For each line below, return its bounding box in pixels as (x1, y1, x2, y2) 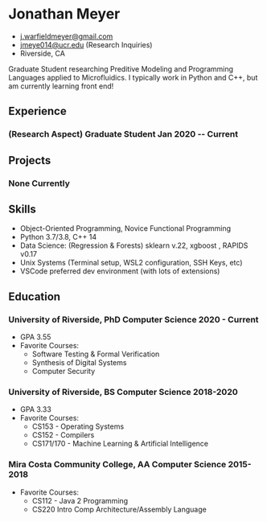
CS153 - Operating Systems (31, 421, 125, 431)
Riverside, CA (19, 48, 66, 58)
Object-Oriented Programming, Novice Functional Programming (19, 224, 232, 233)
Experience (8, 105, 67, 118)
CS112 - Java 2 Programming (31, 495, 129, 505)
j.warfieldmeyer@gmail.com (19, 31, 113, 41)
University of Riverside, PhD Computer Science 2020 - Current (8, 314, 259, 325)
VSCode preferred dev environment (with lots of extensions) (19, 266, 220, 276)
